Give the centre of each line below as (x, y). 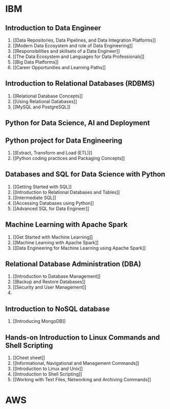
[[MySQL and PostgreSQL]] (41, 107)
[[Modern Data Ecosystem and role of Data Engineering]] (72, 46)
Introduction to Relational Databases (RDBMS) (80, 83)
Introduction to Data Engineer (53, 28)
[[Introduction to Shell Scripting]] (47, 374)
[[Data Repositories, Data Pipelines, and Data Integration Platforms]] (84, 40)
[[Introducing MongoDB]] (39, 321)
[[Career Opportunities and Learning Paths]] (59, 67)
